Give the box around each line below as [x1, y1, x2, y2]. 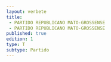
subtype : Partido [6, 47, 50, 53]
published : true [6, 31, 47, 37]
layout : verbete [6, 8, 47, 15]
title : [6, 14, 23, 20]
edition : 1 [6, 36, 33, 42]
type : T [6, 42, 26, 48]
